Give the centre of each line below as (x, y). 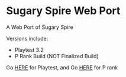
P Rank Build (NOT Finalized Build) (56, 56)
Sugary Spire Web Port (63, 11)
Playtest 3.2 (29, 50)
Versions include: (27, 38)
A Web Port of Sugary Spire (40, 27)
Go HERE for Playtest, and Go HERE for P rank (62, 67)
